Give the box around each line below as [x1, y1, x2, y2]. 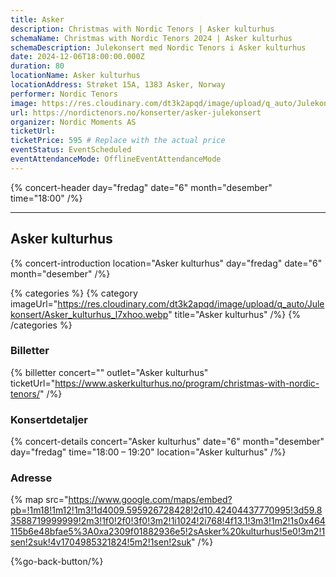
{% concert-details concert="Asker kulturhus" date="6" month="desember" [10, 436, 325, 448]
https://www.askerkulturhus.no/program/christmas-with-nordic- [54, 377, 320, 389]
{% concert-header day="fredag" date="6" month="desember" [10, 181, 273, 193]
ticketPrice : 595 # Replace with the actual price [10, 136, 226, 146]
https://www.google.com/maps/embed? [68, 494, 233, 506]
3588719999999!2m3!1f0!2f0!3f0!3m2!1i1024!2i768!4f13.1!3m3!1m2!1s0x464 [10, 515, 326, 527]
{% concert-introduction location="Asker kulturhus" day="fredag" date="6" [10, 257, 323, 269]
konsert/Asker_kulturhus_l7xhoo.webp [10, 308, 169, 320]
